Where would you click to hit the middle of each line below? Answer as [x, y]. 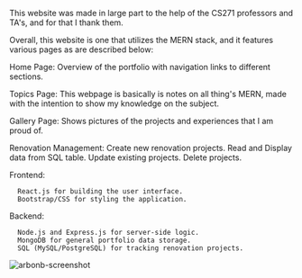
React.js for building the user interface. [100, 192]
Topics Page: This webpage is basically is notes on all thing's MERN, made [148, 94]
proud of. [26, 130]
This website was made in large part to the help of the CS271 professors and [151, 13]
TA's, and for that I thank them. [66, 22]
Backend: [27, 216]
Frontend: [27, 175]
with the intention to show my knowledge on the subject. [114, 103]
